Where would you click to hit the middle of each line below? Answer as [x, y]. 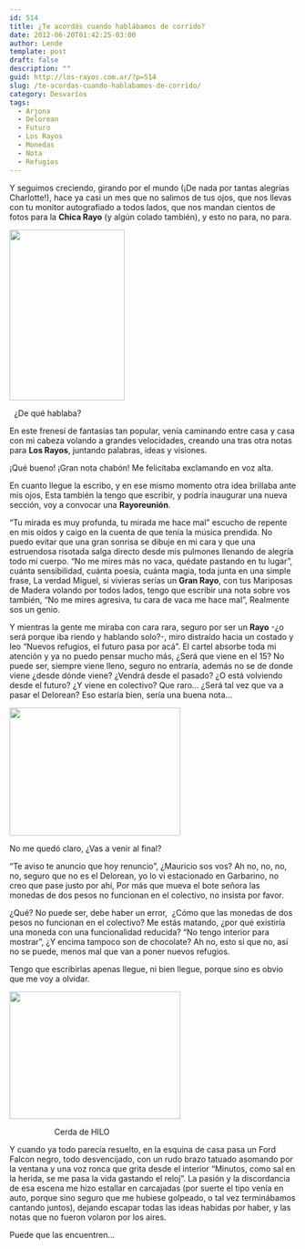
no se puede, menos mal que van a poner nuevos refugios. [120, 951]
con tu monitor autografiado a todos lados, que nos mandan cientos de [142, 207]
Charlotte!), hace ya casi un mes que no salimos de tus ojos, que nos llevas [151, 198]
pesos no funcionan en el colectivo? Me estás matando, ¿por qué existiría [147, 922]
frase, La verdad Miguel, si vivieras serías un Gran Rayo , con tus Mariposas [151, 580]
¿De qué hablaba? [47, 413]
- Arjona [34, 111]
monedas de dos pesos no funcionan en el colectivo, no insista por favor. [147, 895]
